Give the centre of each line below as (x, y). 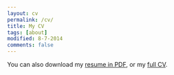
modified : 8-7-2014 (35, 39)
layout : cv (23, 13)
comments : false (30, 45)
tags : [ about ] (28, 32)
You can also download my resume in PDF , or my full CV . (87, 64)
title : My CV (26, 26)
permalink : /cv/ (30, 20)
